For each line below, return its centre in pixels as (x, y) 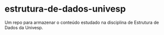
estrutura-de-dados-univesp (65, 9)
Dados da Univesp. (24, 27)
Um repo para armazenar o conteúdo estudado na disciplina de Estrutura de (82, 22)
